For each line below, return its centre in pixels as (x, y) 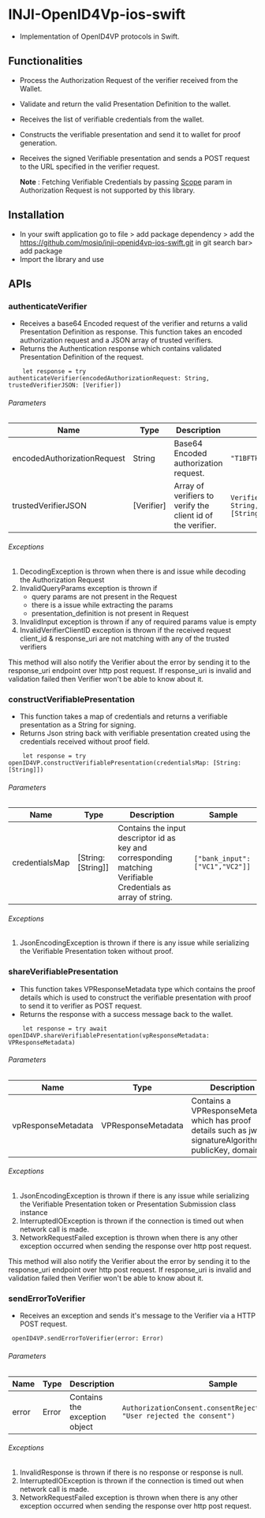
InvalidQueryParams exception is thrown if (88, 588)
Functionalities (45, 61)
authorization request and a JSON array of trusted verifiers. (116, 340)
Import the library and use (62, 259)
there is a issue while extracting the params (102, 604)
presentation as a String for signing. (78, 724)
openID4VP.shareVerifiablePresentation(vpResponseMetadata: (109, 1035)
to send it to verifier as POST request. (81, 1006)
